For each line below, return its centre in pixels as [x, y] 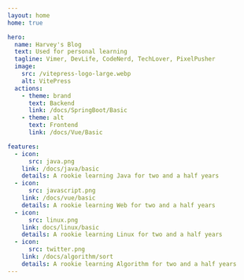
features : [24, 147]
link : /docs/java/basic [61, 169]
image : [25, 67]
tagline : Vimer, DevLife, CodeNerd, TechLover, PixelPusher [115, 59]
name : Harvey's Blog [48, 44]
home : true [25, 23]
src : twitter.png [57, 249]
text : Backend [52, 103]
